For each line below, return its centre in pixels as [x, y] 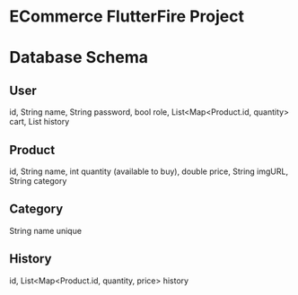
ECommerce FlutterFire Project [127, 17]
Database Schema [79, 58]
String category [38, 181]
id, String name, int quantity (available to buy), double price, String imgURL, [149, 171]
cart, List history [39, 122]
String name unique [46, 230]
